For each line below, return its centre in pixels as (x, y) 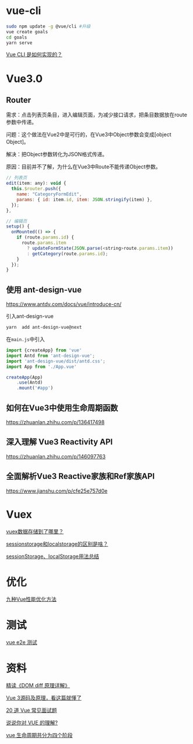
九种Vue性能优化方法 (31, 599)
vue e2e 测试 (22, 642)
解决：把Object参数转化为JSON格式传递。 (57, 154)
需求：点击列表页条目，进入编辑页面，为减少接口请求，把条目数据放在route (97, 115)
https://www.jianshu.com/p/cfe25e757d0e (57, 491)
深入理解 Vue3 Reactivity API (59, 442)
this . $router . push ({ (36, 189)
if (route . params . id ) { (45, 237)
